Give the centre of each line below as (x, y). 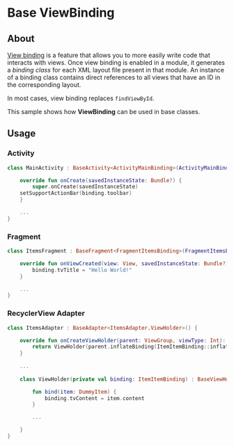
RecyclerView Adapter (46, 313)
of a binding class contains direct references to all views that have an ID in (114, 77)
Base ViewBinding (61, 13)
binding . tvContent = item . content (94, 398)
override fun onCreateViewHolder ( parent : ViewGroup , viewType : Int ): (123, 340)
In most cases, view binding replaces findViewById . (81, 98)
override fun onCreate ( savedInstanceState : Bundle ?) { (101, 180)
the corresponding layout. (44, 85)
